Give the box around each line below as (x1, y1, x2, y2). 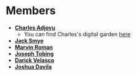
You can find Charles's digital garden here (23, 30, 131, 37)
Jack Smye (14, 37, 44, 44)
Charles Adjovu (14, 24, 56, 31)
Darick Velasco (14, 56, 55, 64)
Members (6, 4, 56, 18)
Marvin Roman (14, 44, 53, 51)
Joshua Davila (14, 63, 52, 70)
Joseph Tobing (14, 50, 54, 57)
